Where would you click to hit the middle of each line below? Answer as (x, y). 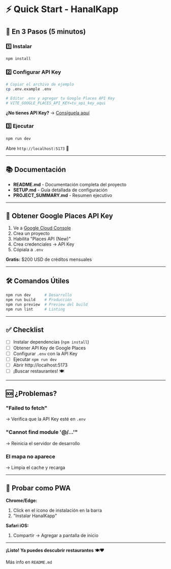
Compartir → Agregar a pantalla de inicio (56, 535)
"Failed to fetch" (27, 408)
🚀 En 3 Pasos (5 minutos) (46, 31)
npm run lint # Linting (36, 309)
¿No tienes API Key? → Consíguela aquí (48, 113)
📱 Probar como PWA (38, 488)
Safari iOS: (18, 525)
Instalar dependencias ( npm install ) (51, 342)
